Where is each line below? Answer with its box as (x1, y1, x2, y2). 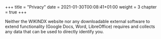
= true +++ (5, 9, 27, 15)
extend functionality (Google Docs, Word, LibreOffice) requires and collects (5, 24, 155, 29)
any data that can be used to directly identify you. (5, 29, 104, 34)
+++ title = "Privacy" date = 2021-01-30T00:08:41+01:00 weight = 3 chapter (5, 4, 157, 10)
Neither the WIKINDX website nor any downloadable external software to (5, 19, 150, 24)
